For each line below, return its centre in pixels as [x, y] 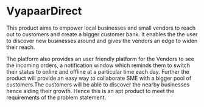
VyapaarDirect [44, 11]
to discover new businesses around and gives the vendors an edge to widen [102, 41]
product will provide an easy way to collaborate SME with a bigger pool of [99, 78]
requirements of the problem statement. [56, 97]
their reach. [21, 47]
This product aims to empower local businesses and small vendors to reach [101, 28]
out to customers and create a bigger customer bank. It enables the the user [102, 34]
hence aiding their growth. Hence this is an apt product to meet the [90, 91]
